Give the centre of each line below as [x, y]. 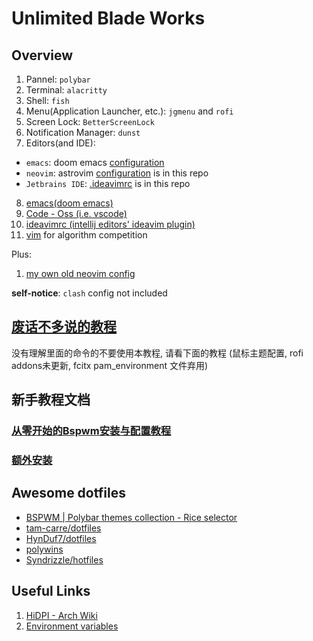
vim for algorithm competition [86, 235]
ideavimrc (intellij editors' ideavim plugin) [110, 224]
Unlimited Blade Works [108, 18]
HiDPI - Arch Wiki [61, 615]
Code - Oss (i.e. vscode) [76, 213]
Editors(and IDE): [60, 143]
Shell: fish [47, 100]
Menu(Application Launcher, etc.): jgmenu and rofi [129, 111]
